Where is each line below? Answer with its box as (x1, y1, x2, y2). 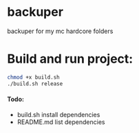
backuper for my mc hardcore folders (7, 27, 114, 35)
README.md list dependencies (17, 118, 105, 126)
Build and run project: (7, 51, 133, 67)
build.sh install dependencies (17, 110, 100, 119)
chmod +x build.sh (7, 74, 60, 81)
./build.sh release (7, 80, 63, 87)
